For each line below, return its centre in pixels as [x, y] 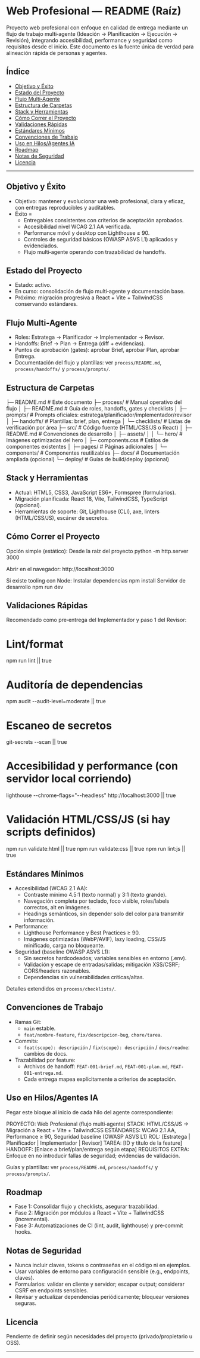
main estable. [40, 1028]
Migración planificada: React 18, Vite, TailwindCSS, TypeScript [91, 499]
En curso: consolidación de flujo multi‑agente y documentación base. [100, 292]
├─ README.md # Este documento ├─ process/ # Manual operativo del [94, 402]
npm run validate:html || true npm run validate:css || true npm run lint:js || [96, 849]
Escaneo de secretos [59, 726]
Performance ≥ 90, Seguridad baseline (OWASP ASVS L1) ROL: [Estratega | [98, 1136]
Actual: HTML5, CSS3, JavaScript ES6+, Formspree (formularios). [95, 492]
